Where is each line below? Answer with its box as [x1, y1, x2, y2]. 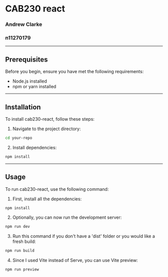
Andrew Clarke [5, 21, 42, 28]
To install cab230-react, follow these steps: [5, 116, 95, 122]
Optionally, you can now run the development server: [12, 214, 122, 220]
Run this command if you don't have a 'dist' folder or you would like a [12, 233, 155, 239]
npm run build [5, 248, 35, 253]
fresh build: [12, 238, 36, 244]
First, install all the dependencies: [12, 196, 82, 202]
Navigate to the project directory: [12, 126, 81, 132]
